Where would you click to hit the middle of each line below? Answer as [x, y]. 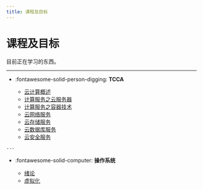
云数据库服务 [40, 129]
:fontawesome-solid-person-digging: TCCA [69, 79]
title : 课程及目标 [27, 12]
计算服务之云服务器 [48, 99]
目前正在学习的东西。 [33, 62]
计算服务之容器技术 [48, 107]
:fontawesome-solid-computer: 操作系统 [65, 160]
